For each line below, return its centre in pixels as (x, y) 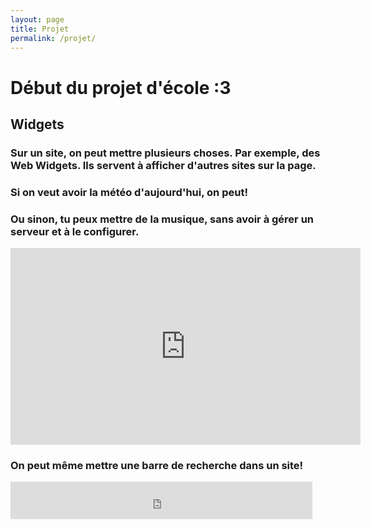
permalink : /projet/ (53, 38)
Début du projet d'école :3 (121, 87)
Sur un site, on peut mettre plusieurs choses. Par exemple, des (165, 153)
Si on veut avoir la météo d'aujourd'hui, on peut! (129, 192)
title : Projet (40, 29)
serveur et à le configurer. (75, 231)
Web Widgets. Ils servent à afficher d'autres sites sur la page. (163, 165)
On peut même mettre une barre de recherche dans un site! (157, 466)
